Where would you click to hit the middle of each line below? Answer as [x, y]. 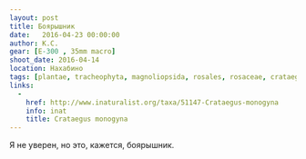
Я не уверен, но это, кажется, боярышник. [92, 145]
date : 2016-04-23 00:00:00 [65, 35]
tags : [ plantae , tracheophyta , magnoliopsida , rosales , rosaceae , [138, 77]
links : [22, 85]
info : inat [46, 111]
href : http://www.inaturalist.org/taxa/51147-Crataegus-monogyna [153, 102]
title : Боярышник [42, 26]
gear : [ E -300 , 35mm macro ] [63, 52]
